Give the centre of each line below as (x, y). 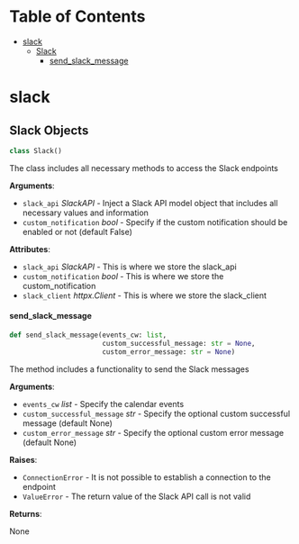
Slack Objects (49, 130)
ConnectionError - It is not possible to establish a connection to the (147, 477)
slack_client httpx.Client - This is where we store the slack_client (145, 295)
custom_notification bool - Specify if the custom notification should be (155, 222)
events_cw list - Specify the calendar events (103, 403)
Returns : (26, 513)
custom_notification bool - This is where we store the (123, 276)
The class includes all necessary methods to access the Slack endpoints (144, 168)
